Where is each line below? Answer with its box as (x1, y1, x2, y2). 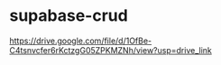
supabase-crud (9, 5, 128, 26)
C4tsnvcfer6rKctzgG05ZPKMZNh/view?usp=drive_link (9, 44, 212, 55)
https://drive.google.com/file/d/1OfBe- (9, 35, 152, 46)
